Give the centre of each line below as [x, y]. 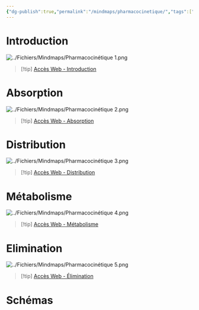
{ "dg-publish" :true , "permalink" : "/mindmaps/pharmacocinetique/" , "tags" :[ [99, 12]
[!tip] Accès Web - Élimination [57, 276]
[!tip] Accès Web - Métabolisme [60, 224]
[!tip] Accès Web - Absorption [57, 121]
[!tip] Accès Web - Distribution [58, 172]
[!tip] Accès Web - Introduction [58, 69]
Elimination [34, 248]
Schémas [30, 300]
